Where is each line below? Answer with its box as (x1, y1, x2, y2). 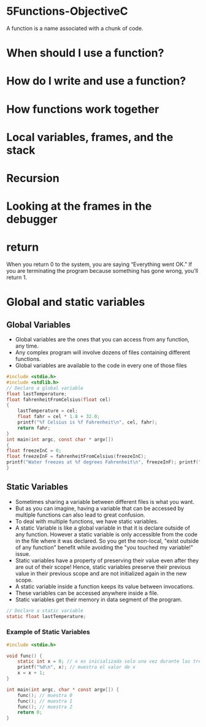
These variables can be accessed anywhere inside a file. (15, 589, 159, 596)
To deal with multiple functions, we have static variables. (15, 517, 159, 525)
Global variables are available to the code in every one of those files (15, 362, 187, 369)
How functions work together (6, 102, 159, 116)
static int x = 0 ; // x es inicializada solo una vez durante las (17, 658, 191, 664)
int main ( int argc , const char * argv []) (6, 436, 114, 443)
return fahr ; (17, 425, 51, 431)
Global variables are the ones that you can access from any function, (15, 336, 190, 343)
